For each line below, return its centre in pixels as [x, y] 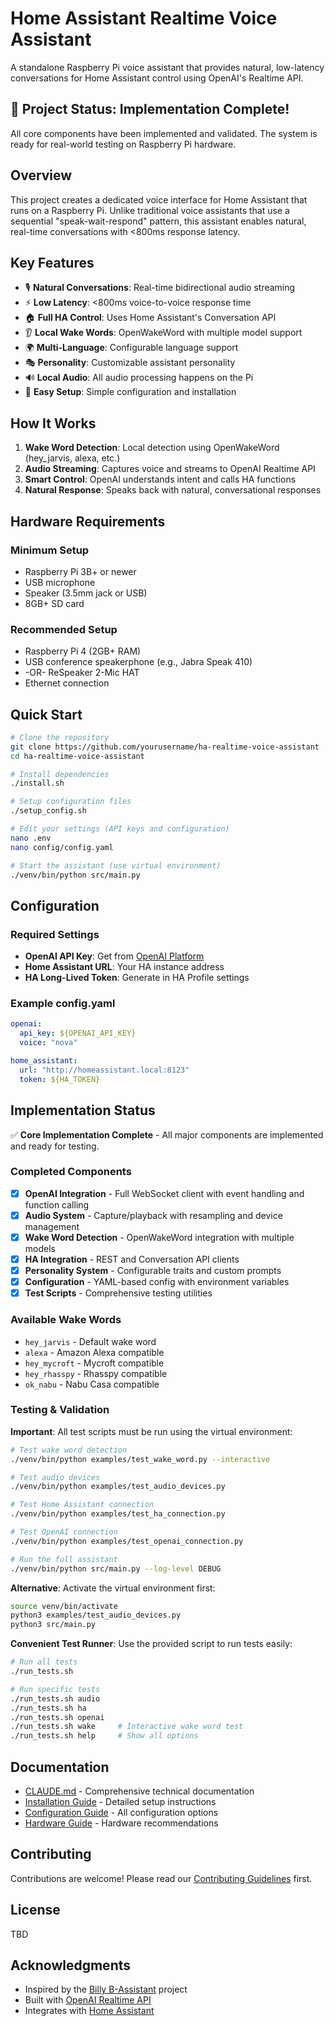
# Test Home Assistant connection [82, 1505]
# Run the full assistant [64, 1559]
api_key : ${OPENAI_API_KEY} [78, 1033]
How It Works [53, 423]
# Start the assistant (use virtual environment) [116, 865]
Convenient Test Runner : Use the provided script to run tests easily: [151, 1644]
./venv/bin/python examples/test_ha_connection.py [118, 1514]
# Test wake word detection [69, 1450]
